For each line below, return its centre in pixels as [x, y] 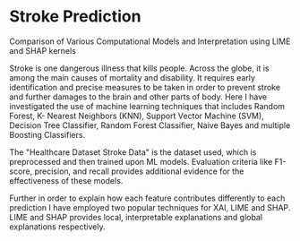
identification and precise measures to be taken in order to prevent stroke [145, 87]
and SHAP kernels [43, 50]
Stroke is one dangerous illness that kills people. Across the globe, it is [139, 68]
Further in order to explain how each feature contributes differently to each [147, 198]
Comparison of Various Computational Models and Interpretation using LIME [150, 41]
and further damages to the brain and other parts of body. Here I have [138, 97]
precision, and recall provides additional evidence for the [139, 171]
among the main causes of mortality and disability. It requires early [132, 77]
